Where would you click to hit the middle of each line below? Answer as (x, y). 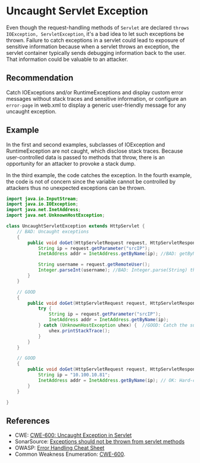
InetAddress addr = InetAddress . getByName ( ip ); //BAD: (107, 254)
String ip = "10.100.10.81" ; (74, 375)
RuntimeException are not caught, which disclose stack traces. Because (95, 151)
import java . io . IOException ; (42, 204)
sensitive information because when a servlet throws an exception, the (93, 47)
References (28, 421)
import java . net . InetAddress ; (44, 210)
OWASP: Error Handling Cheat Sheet (60, 448)
